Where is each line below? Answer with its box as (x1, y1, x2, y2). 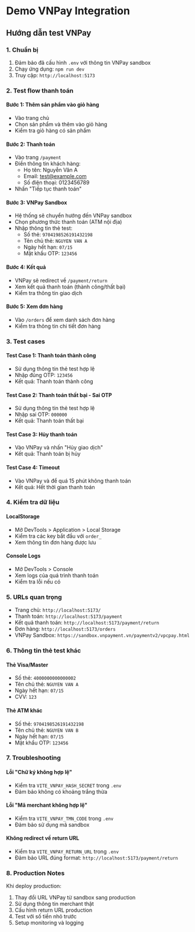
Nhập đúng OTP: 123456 (14, 371, 73, 378)
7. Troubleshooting (6, 754, 61, 762)
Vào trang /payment (14, 154, 61, 161)
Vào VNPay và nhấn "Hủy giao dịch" (14, 444, 103, 451)
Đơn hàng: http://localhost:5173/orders (14, 625, 116, 633)
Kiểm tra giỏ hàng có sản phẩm (14, 127, 91, 134)
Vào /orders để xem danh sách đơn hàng (14, 316, 115, 323)
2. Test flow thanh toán (6, 86, 74, 94)
